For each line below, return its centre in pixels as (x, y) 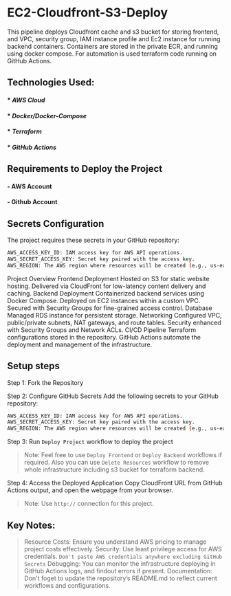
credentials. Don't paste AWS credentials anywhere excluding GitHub (123, 556)
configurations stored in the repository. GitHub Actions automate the (104, 337)
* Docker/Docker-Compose (47, 115)
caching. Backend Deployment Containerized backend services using (106, 293)
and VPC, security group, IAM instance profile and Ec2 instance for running (114, 38)
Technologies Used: (51, 83)
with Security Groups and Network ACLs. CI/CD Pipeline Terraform (102, 330)
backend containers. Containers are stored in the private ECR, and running (113, 46)
